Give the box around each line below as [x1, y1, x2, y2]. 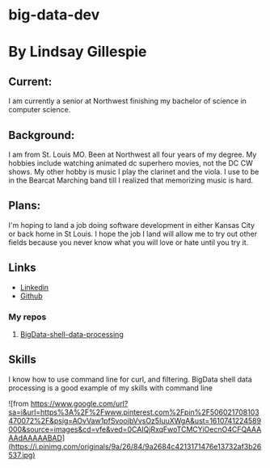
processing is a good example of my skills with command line [8, 382, 213, 393]
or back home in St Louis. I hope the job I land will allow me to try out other [8, 229, 257, 238]
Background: [8, 128, 75, 142]
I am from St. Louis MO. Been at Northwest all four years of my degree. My [8, 150, 257, 159]
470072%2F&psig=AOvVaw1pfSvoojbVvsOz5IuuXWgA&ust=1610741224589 [8, 415, 261, 425]
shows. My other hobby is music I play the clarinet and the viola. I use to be [8, 167, 259, 176]
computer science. [8, 105, 71, 115]
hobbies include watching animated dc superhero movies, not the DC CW [8, 158, 253, 167]
